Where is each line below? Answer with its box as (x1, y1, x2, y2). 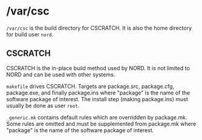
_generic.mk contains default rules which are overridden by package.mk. (6, 113, 187, 121)
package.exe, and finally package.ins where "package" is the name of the (6, 89, 191, 96)
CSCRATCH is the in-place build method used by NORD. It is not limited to (6, 64, 191, 72)
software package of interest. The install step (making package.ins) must (6, 95, 189, 102)
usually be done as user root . (6, 102, 80, 109)
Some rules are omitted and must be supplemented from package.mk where (6, 120, 197, 127)
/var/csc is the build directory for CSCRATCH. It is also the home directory (6, 24, 192, 32)
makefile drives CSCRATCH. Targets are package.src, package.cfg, (6, 82, 174, 90)
